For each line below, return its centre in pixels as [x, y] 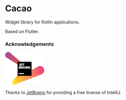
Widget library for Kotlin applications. [42, 22]
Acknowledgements [30, 44]
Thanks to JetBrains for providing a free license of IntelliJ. [63, 92]
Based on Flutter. [22, 31]
